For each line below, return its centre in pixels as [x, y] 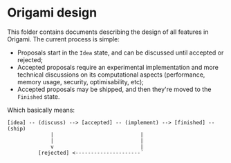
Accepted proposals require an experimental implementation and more [118, 67]
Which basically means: [41, 110]
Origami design [52, 13]
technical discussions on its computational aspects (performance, [111, 75]
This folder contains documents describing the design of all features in [108, 32]
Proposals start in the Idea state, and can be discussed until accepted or [120, 52]
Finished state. [38, 96]
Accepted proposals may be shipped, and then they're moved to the [114, 89]
